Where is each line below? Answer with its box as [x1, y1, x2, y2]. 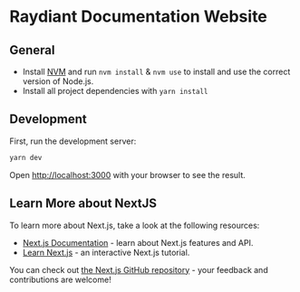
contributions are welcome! [9, 274, 111, 285]
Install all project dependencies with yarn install [22, 86, 208, 96]
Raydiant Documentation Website [9, 6, 267, 27]
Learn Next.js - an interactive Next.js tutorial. [22, 247, 190, 258]
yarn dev [9, 153, 43, 162]
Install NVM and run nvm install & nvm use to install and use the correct [22, 66, 291, 77]
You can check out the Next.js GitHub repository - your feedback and [9, 264, 269, 275]
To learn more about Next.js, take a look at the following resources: [9, 220, 260, 231]
